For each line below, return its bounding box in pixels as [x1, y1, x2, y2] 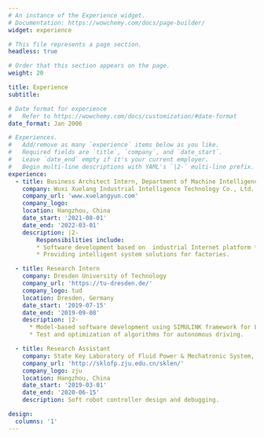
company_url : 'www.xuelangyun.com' [22, 192, 139, 201]
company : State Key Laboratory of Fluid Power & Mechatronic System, [22, 352, 255, 360]
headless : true [8, 48, 58, 56]
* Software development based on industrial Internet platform [36, 243, 251, 252]
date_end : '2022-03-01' [22, 221, 101, 229]
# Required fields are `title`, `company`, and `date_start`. [8, 149, 223, 156]
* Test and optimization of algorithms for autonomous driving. [28, 331, 244, 339]
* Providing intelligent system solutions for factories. [36, 251, 230, 259]
